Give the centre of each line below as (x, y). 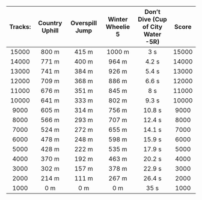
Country (50, 23)
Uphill (50, 31)
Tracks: (20, 27)
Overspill (84, 23)
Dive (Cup (152, 19)
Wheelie (118, 27)
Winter (118, 19)
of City (152, 27)
